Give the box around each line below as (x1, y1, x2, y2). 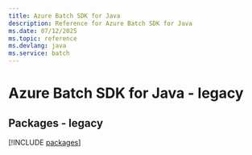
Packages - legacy (8, 116, 103, 130)
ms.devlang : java (8, 42, 67, 50)
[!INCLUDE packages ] (8, 138, 81, 147)
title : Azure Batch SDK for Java (8, 11, 121, 20)
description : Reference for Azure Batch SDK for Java (8, 19, 193, 27)
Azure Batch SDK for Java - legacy (8, 84, 244, 103)
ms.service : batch (8, 49, 70, 57)
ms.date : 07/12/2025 (8, 27, 78, 35)
